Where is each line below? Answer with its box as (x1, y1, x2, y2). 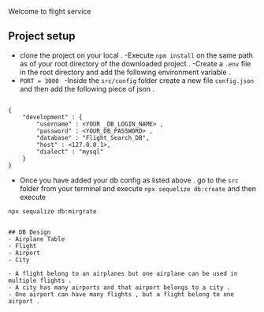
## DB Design (8, 228, 51, 236)
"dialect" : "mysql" (36, 148, 104, 156)
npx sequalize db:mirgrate (8, 207, 97, 216)
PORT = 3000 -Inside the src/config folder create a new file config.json (19, 75, 255, 85)
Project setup (8, 29, 76, 43)
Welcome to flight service (8, 7, 91, 16)
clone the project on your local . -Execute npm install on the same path (19, 51, 254, 60)
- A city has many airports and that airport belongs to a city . (8, 284, 231, 291)
